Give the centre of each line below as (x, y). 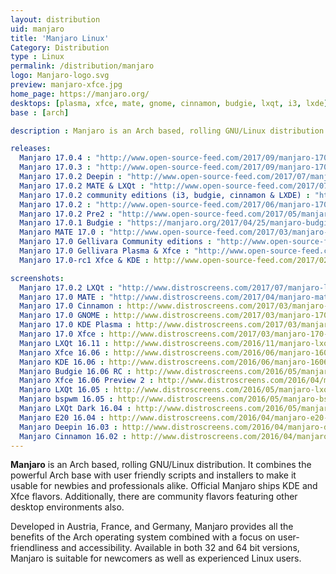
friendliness (34, 548)
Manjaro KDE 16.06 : (62, 362)
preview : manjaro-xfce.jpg (66, 85)
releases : (31, 149)
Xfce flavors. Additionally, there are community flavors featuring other (154, 497)
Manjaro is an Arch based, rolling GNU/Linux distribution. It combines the (161, 465)
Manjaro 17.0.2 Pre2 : (66, 214)
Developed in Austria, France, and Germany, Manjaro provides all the (152, 527)
